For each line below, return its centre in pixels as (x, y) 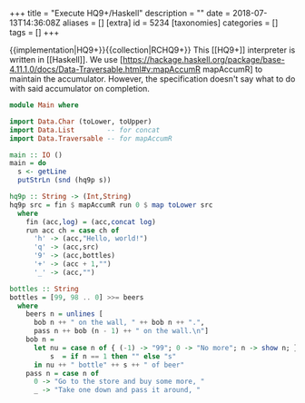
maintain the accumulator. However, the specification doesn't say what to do (152, 79)
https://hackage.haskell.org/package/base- (204, 59)
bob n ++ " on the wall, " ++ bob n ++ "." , (119, 323)
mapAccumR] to (233, 69)
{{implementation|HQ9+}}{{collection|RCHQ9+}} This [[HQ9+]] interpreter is (152, 50)
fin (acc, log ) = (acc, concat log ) (91, 221)
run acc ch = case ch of (73, 231)
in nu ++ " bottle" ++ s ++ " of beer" (108, 365)
